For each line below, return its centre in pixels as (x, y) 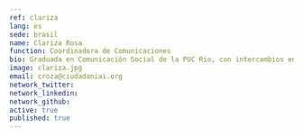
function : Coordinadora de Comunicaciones (90, 51)
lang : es (26, 26)
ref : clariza (34, 18)
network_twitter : (42, 85)
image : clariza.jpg (46, 68)
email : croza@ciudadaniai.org (66, 77)
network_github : (40, 101)
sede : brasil (34, 34)
